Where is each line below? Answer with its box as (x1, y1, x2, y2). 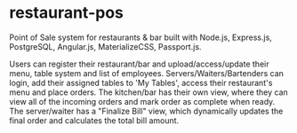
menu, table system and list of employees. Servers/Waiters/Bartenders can (9, 67, 285, 78)
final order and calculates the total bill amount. (9, 114, 180, 126)
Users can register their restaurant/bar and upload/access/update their (9, 59, 269, 69)
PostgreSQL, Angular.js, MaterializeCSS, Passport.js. (9, 41, 202, 51)
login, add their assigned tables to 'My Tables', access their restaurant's (9, 77, 273, 88)
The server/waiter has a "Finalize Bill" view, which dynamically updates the (9, 106, 284, 116)
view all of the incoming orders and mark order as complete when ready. (9, 96, 276, 106)
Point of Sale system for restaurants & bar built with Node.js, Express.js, (9, 32, 273, 43)
